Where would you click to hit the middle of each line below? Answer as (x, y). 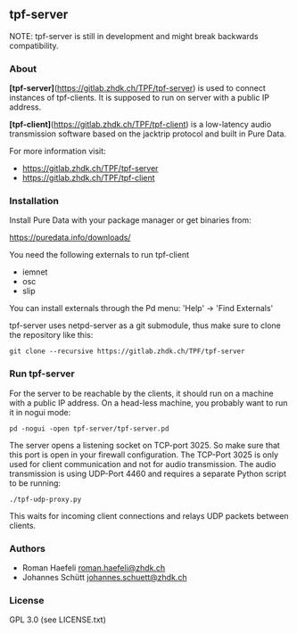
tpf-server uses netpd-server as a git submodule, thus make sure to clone (145, 325)
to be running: (35, 483)
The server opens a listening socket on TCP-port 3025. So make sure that (145, 445)
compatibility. (34, 45)
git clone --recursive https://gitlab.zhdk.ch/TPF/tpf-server (127, 351)
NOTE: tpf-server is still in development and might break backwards (134, 36)
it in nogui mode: (40, 412)
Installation (34, 201)
